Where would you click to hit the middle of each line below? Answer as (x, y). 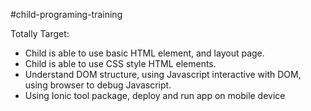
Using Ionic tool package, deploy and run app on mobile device (155, 95)
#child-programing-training (66, 14)
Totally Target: (40, 33)
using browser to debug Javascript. (98, 85)
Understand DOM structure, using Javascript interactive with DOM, (163, 74)
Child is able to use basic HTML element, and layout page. (144, 53)
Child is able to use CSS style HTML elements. (120, 63)
